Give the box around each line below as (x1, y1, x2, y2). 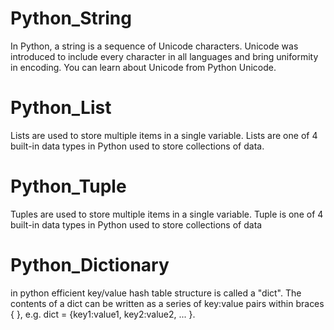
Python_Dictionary (10, 254, 170, 276)
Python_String (10, 7, 132, 30)
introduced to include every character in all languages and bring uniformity (10, 50, 319, 62)
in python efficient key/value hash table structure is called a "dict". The (10, 287, 302, 299)
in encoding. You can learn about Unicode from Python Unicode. (10, 61, 277, 73)
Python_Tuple (10, 175, 127, 198)
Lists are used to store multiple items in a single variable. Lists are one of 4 (10, 129, 318, 141)
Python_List (10, 97, 112, 119)
